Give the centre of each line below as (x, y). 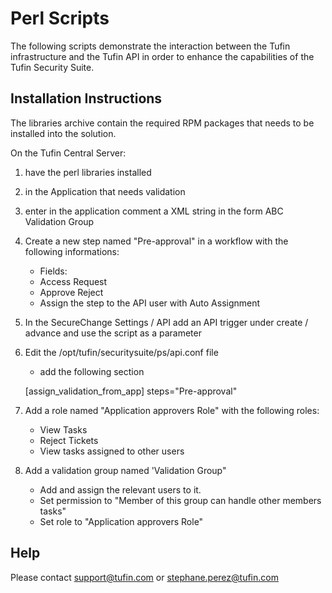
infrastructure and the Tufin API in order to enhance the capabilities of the (162, 56)
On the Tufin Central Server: (68, 153)
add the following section (92, 371)
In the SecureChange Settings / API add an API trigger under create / (166, 322)
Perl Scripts (60, 18)
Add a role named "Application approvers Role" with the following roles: (172, 410)
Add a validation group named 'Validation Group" (125, 470)
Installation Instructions (86, 98)
